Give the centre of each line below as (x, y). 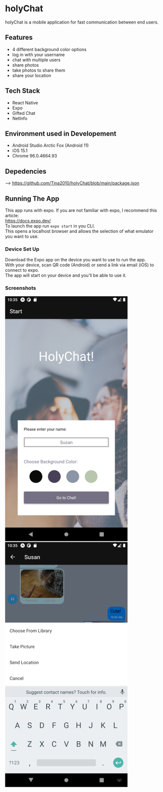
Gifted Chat (24, 113)
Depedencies (26, 171)
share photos (25, 65)
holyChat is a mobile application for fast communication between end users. (82, 22)
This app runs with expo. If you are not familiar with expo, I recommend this (81, 210)
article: (12, 216)
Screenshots (21, 288)
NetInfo (20, 118)
